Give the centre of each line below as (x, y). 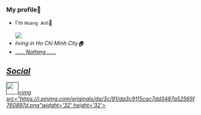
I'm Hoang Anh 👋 (33, 23)
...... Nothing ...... (36, 52)
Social (18, 71)
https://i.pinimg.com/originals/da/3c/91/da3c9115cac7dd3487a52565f (107, 99)
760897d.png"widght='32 (38, 105)
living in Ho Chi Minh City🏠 (49, 43)
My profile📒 (24, 10)
